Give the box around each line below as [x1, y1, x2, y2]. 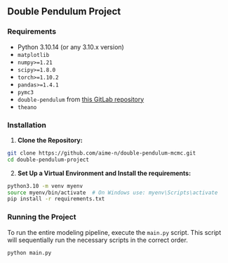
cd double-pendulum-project [7, 156, 90, 163]
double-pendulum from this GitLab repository [17, 95, 145, 103]
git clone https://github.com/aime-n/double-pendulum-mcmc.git [7, 149, 196, 157]
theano [17, 103, 37, 111]
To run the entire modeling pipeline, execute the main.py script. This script [7, 228, 222, 236]
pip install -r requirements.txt [7, 195, 105, 203]
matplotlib [17, 51, 50, 58]
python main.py [7, 249, 52, 256]
